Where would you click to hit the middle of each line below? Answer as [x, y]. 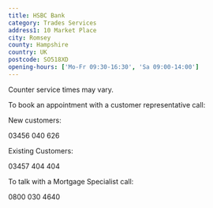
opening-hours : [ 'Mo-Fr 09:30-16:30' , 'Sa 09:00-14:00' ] [104, 67]
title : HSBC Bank [37, 15]
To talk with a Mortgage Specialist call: [71, 181]
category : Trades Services [52, 23]
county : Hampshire [38, 45]
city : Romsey [30, 38]
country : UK [28, 52]
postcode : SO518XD [38, 60]
